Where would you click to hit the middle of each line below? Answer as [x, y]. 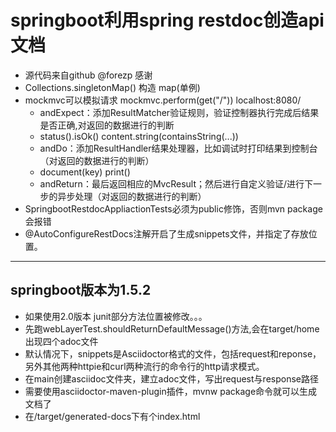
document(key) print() [85, 172]
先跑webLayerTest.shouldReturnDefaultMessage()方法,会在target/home [172, 328]
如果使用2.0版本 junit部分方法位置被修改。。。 [116, 316]
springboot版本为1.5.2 [81, 290]
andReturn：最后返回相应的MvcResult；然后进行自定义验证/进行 [172, 183]
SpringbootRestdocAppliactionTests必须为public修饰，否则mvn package [173, 208]
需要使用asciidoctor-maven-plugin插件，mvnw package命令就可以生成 [171, 391]
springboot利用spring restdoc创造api [167, 20]
